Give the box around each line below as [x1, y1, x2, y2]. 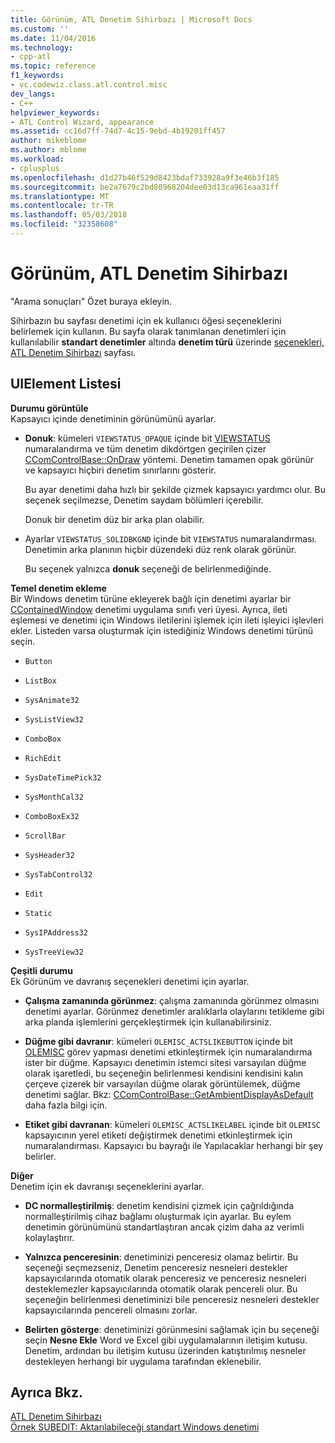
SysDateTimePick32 [24, 772, 102, 783]
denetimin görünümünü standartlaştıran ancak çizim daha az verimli [24, 1221, 305, 1233]
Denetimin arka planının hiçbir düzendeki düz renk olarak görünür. [24, 543, 297, 555]
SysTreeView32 [24, 947, 84, 957]
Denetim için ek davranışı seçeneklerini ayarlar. [10, 1180, 205, 1192]
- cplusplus [10, 163, 60, 173]
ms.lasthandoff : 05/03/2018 [10, 210, 128, 220]
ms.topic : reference [10, 61, 97, 71]
